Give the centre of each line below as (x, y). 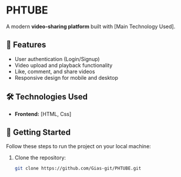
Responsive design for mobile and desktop (66, 77)
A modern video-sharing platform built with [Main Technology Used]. (91, 26)
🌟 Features (26, 45)
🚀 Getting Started (38, 132)
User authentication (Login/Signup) (57, 59)
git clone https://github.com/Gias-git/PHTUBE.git (78, 169)
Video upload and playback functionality (63, 65)
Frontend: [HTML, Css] (43, 114)
